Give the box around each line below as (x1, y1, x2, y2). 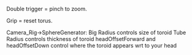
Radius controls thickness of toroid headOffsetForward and (6, 35, 156, 42)
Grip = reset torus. (6, 17, 53, 24)
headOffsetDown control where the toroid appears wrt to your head (6, 42, 177, 49)
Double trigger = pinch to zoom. (6, 5, 87, 12)
